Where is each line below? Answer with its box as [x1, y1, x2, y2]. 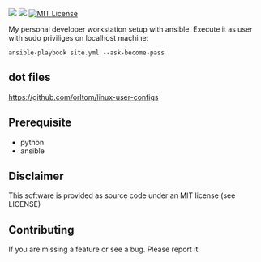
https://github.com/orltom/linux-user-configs [8, 92, 159, 101]
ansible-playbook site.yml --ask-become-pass [8, 49, 165, 57]
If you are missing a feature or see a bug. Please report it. [8, 244, 201, 255]
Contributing [8, 223, 75, 237]
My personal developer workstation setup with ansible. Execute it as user [8, 24, 253, 34]
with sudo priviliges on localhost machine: [8, 33, 149, 42]
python [19, 137, 45, 147]
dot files [8, 71, 51, 84]
